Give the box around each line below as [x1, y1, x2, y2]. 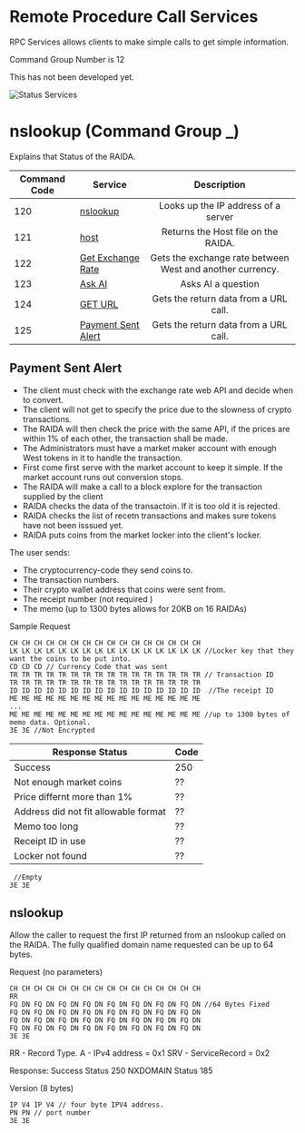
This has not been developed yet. [9, 71, 134, 83]
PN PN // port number [9, 1108, 92, 1118]
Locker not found [14, 849, 88, 862]
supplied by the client [22, 490, 103, 501]
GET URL [80, 298, 119, 310]
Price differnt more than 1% [14, 790, 133, 803]
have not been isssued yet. [22, 519, 124, 530]
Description [193, 178, 246, 191]
